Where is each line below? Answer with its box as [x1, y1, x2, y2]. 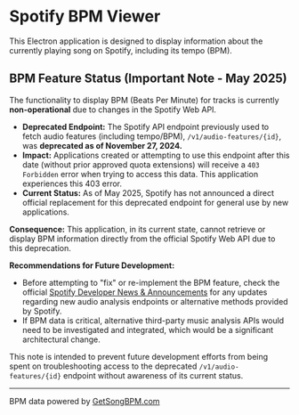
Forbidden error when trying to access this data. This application [21, 168, 259, 179]
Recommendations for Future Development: [9, 260, 175, 271]
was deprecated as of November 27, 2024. [21, 140, 182, 151]
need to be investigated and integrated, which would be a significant [21, 324, 274, 335]
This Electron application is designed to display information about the [9, 36, 263, 46]
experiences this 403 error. [21, 178, 123, 189]
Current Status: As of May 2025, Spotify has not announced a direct [21, 187, 274, 198]
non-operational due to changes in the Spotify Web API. [9, 104, 216, 115]
